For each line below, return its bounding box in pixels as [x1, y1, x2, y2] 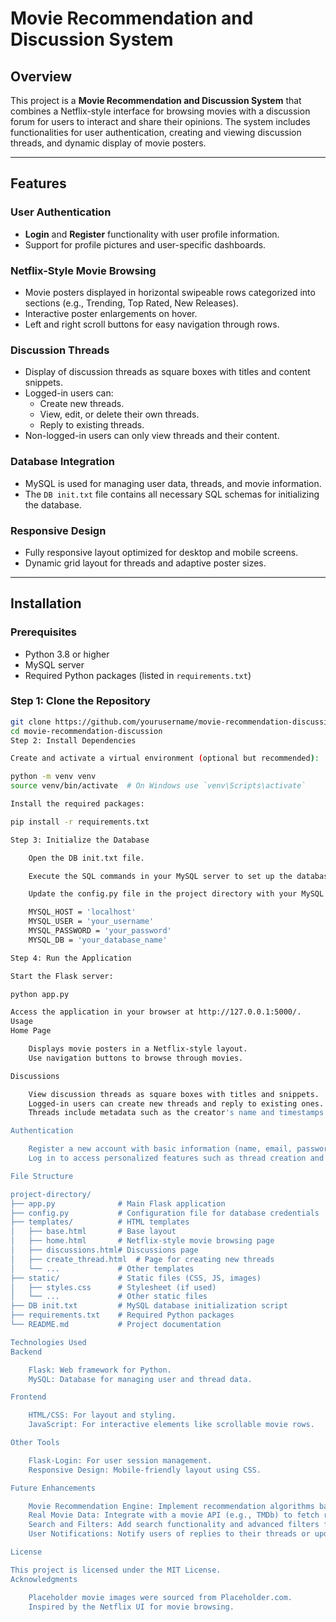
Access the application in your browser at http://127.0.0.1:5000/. [10, 1007, 302, 1017]
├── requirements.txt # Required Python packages [10, 1310, 235, 1321]
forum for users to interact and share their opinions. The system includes [10, 116, 311, 127]
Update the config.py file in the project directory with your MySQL [28, 889, 325, 899]
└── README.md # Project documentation [10, 1320, 222, 1330]
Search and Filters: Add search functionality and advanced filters [28, 1520, 320, 1530]
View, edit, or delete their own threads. [39, 408, 200, 421]
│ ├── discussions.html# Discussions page [10, 1245, 199, 1256]
